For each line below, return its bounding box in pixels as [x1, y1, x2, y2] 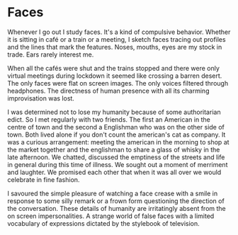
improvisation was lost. [7, 93, 74, 103]
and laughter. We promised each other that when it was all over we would [7, 168, 222, 176]
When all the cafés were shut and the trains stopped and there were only [7, 64, 220, 72]
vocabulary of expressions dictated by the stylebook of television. [7, 219, 200, 227]
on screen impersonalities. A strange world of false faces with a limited [7, 212, 215, 220]
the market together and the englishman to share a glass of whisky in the [7, 145, 220, 154]
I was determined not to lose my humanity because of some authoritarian [7, 108, 221, 116]
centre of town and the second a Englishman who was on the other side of [7, 122, 225, 131]
